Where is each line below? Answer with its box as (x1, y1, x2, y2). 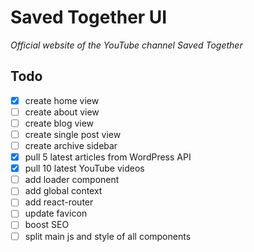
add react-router (24, 196, 94, 208)
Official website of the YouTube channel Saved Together (10, 39, 243, 51)
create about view (24, 106, 100, 118)
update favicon (24, 207, 88, 220)
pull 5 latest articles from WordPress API (24, 151, 192, 163)
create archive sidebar (24, 140, 118, 151)
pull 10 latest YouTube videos (24, 162, 145, 175)
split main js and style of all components (24, 230, 192, 242)
